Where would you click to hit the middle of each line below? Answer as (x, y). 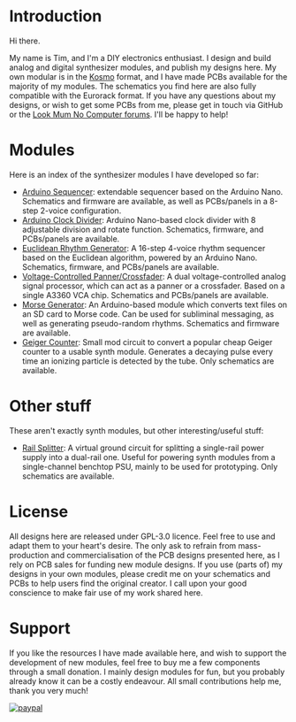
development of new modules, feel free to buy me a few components (135, 662)
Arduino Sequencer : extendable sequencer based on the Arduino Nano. (152, 191)
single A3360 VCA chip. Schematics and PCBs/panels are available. (145, 295)
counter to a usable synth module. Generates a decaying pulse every (148, 351)
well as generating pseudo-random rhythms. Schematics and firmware (151, 323)
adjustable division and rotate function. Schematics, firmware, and (143, 229)
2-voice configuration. (81, 211)
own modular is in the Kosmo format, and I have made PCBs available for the (148, 76)
